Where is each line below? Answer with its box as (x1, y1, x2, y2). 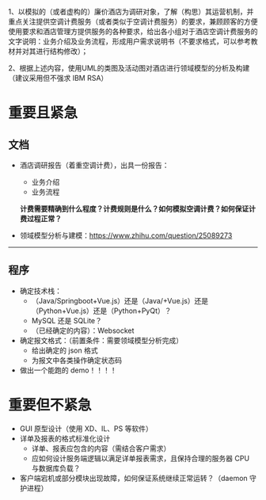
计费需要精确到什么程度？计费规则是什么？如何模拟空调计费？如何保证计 (19, 204, 256, 213)
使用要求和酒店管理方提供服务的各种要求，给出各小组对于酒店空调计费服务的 (8, 27, 258, 36)
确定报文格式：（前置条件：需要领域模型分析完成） (19, 335, 184, 345)
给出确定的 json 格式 (31, 345, 98, 355)
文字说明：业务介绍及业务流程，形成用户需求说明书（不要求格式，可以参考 (8, 36, 251, 46)
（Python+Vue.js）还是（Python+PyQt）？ (31, 306, 172, 315)
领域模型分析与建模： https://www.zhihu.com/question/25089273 (19, 231, 233, 240)
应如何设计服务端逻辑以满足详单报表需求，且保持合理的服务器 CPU (31, 453, 250, 463)
